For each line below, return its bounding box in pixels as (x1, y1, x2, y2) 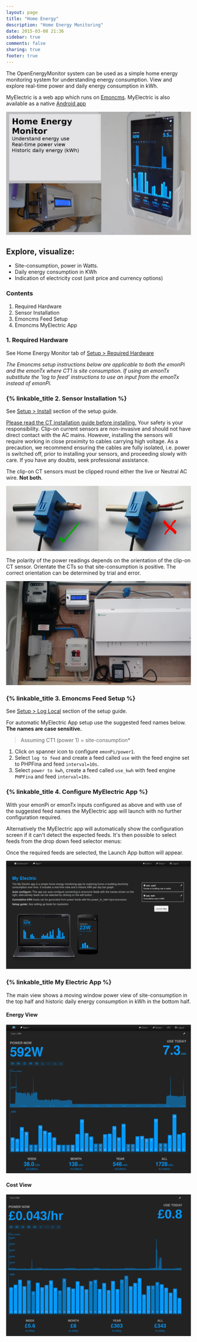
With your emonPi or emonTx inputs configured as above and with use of (6, 801, 182, 808)
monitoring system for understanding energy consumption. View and (6, 76, 172, 83)
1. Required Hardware (6, 336, 69, 344)
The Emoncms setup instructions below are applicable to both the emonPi (6, 360, 185, 368)
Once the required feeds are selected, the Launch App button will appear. (6, 849, 184, 856)
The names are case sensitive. (6, 725, 82, 732)
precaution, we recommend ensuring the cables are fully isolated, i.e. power (6, 444, 190, 451)
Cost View (6, 1181, 32, 1188)
